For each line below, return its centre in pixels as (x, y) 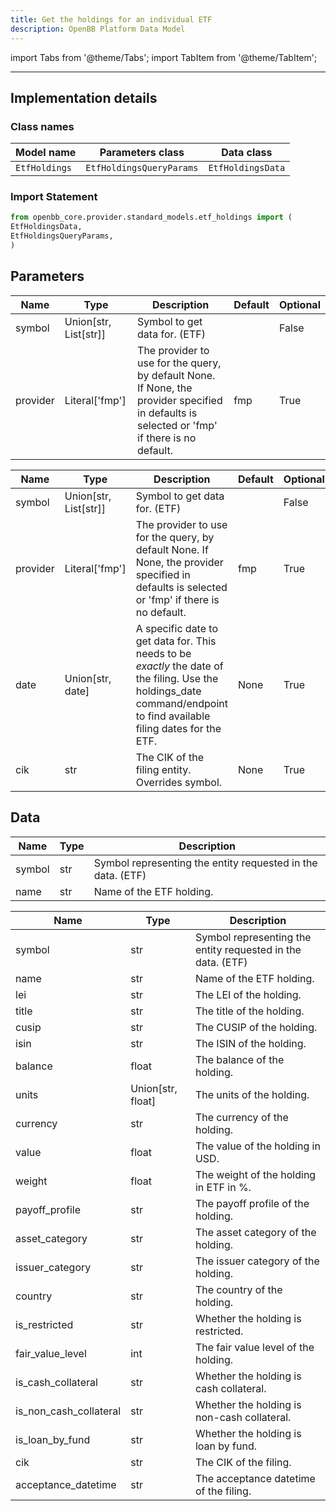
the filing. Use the (177, 678)
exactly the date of (179, 666)
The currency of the (241, 1117)
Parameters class (142, 153)
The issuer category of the (257, 1261)
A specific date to (176, 628)
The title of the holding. (249, 1011)
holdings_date (168, 691)
